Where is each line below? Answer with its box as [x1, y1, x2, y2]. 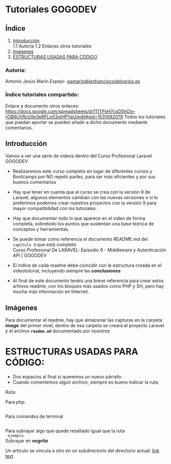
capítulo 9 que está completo [12, 242, 77, 248]
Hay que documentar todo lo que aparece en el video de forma [12, 215, 145, 221]
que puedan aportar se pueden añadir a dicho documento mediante [5, 119, 148, 125]
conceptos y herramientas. [12, 226, 70, 233]
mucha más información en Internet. [12, 288, 89, 295]
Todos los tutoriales [124, 114, 166, 120]
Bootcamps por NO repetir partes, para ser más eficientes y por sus [12, 174, 156, 180]
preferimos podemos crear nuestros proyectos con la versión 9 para [12, 200, 157, 206]
